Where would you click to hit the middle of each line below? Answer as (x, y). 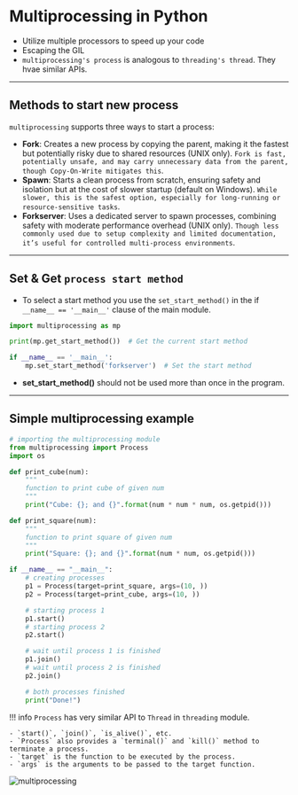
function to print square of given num (99, 537)
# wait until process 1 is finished (93, 651)
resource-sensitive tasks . (71, 207)
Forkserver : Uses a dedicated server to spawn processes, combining (149, 215)
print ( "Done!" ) (53, 700)
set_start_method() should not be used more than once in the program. (153, 383)
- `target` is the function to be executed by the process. (123, 756)
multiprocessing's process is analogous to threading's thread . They (149, 59)
